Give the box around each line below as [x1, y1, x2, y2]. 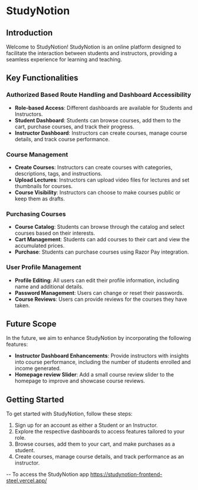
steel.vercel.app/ [6, 477, 47, 484]
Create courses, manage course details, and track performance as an [14, 453, 184, 460]
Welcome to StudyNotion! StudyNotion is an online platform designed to [6, 43, 181, 50]
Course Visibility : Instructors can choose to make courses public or [14, 189, 181, 196]
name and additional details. [14, 283, 84, 290]
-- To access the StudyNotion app [6, 471, 89, 478]
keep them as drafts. [14, 195, 65, 202]
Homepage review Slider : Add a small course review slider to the [14, 371, 174, 378]
